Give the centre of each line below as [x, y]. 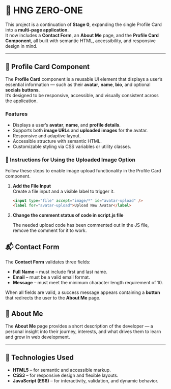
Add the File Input [32, 186]
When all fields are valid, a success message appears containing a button [83, 292]
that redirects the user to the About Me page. [53, 297]
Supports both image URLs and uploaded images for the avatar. [80, 130]
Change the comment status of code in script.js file [68, 215]
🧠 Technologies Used [39, 358]
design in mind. [21, 46]
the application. [22, 101]
